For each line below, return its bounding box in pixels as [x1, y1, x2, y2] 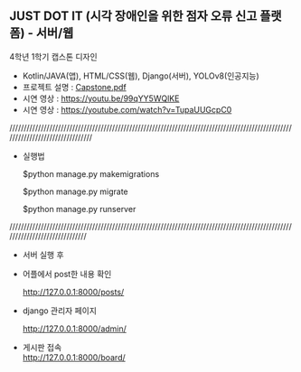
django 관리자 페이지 [22, 305, 98, 316]
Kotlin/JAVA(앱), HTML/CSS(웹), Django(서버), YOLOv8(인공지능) [22, 70, 259, 81]
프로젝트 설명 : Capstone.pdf [22, 81, 127, 92]
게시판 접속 [22, 341, 62, 352]
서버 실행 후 [22, 249, 65, 260]
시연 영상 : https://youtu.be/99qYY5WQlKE [22, 93, 180, 104]
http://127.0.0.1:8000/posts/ [22, 286, 125, 297]
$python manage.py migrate [22, 186, 128, 197]
